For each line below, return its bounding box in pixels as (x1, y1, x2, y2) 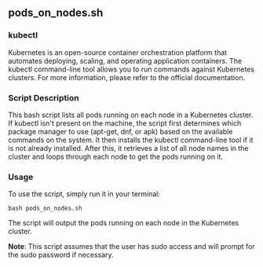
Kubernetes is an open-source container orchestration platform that (8, 47, 228, 57)
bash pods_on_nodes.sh (8, 204, 82, 213)
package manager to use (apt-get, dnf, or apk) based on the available (8, 126, 233, 136)
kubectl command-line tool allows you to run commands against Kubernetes (8, 64, 255, 74)
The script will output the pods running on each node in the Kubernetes (8, 218, 239, 228)
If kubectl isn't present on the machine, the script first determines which (8, 118, 242, 128)
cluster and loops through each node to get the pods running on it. (8, 152, 224, 161)
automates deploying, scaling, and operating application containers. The (8, 56, 243, 65)
